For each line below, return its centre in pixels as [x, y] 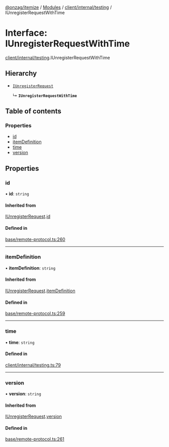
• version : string [23, 394]
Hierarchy [21, 73]
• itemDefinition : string [30, 268]
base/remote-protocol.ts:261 [35, 439]
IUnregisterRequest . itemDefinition [40, 291]
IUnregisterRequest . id [28, 217]
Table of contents [33, 111]
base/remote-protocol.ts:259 [35, 313]
